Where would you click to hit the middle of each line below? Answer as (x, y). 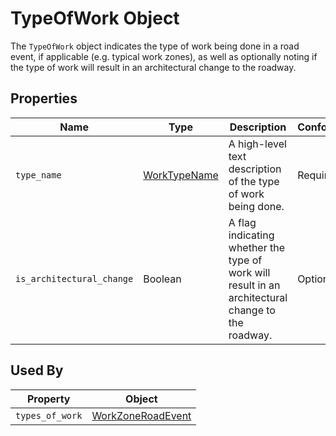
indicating (251, 235)
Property (48, 399)
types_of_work (49, 415)
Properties (44, 98)
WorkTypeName (181, 175)
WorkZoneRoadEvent (141, 415)
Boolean (162, 279)
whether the (257, 247)
